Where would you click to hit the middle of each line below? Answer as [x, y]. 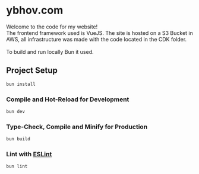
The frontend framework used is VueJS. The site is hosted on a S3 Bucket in [99, 33]
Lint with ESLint [29, 154]
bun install [21, 84]
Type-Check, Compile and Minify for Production [77, 127]
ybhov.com [35, 10]
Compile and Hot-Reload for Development [68, 99]
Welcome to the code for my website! [52, 27]
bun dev [16, 111]
